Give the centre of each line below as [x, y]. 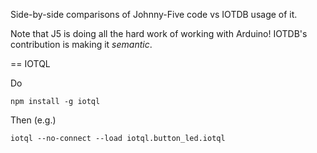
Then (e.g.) [33, 120]
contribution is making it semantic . [81, 44]
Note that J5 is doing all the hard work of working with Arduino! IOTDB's [159, 33]
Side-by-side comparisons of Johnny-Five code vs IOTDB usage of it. [154, 14]
